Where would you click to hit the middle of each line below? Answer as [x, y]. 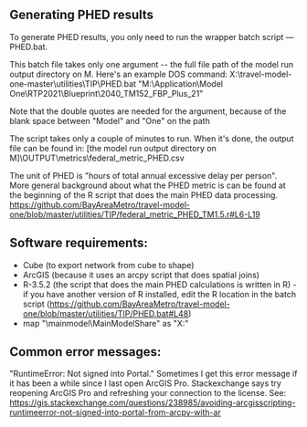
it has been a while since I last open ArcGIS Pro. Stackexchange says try [145, 383]
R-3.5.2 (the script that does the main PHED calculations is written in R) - [159, 284]
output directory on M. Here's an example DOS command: [119, 74]
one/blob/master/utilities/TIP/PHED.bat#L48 [106, 313]
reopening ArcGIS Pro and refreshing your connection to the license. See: [148, 393]
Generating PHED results [81, 15]
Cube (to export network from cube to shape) [108, 265]
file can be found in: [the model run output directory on [113, 148]
